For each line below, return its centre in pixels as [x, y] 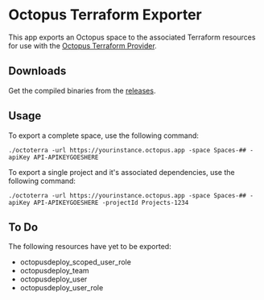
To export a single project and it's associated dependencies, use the [122, 172]
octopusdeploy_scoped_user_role [75, 262]
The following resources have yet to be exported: [90, 247]
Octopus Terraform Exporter [105, 15]
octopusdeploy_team [55, 271]
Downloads [37, 71]
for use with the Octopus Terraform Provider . [82, 45]
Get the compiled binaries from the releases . [82, 90]
